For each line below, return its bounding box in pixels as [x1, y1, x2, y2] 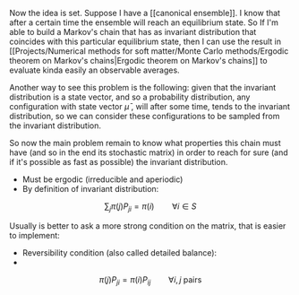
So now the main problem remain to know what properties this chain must [9, 138, 281, 148]
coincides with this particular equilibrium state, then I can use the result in [9, 36, 282, 47]
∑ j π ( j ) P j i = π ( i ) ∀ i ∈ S [104, 201, 197, 213]
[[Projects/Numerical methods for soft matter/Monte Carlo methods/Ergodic [9, 46, 289, 56]
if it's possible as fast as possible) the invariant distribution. [9, 157, 228, 167]
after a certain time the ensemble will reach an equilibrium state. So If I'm [9, 17, 279, 28]
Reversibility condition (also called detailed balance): [21, 247, 218, 258]
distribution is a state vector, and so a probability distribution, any [9, 91, 251, 102]
